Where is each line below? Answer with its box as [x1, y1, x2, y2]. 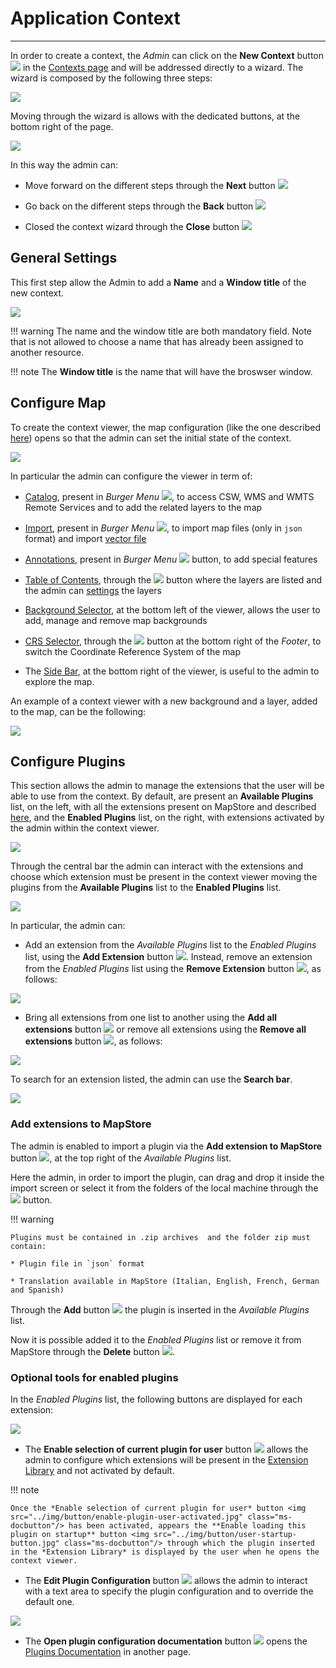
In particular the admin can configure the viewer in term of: [10, 470, 253, 482]
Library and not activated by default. [24, 1464, 175, 1476]
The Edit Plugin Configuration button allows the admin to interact [24, 1574, 308, 1586]
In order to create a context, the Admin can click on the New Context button [10, 49, 325, 61]
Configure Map [10, 395, 107, 412]
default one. [24, 1595, 75, 1607]
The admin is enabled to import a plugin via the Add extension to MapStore [10, 1140, 323, 1152]
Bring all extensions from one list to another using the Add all [24, 1012, 277, 1024]
